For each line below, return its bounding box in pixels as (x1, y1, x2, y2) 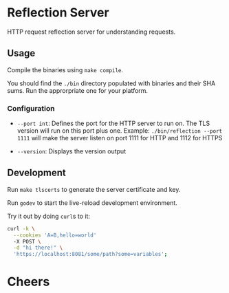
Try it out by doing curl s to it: (7, 212, 91, 220)
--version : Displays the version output (17, 147, 126, 155)
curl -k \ (7, 225, 36, 232)
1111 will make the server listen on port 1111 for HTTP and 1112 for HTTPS (17, 134, 223, 142)
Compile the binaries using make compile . (7, 65, 124, 74)
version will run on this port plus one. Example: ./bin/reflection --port (17, 127, 222, 135)
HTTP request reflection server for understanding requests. (7, 28, 176, 36)
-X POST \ (13, 238, 41, 245)
